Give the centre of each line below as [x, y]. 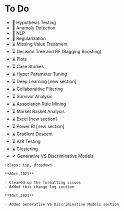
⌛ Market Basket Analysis [38, 111]
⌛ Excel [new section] [34, 119]
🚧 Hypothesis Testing [34, 22]
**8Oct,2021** [19, 174]
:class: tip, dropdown [28, 165]
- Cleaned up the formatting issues [43, 183]
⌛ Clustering [25, 149]
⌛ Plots [19, 59]
